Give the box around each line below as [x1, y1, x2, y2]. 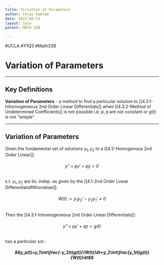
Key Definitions [5, 85, 53, 94]
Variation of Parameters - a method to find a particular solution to [5, 98, 138, 104]
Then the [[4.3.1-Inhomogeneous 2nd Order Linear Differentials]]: [5, 212, 136, 218]
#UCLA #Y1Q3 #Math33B [5, 43, 57, 49]
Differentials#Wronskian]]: [5, 184, 58, 190]
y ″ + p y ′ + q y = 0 [65, 163, 99, 169]
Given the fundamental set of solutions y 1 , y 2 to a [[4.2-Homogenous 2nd [5, 145, 152, 153]
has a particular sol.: [5, 238, 46, 244]
